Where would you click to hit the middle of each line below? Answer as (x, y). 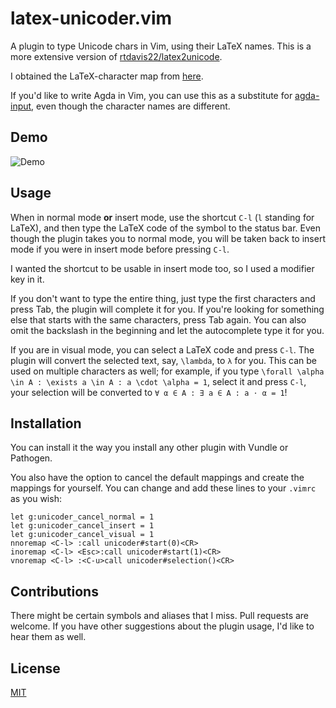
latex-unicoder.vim (91, 18)
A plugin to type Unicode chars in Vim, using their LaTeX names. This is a (161, 46)
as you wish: (36, 499)
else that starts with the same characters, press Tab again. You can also (158, 319)
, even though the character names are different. (131, 106)
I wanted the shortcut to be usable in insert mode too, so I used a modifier (162, 268)
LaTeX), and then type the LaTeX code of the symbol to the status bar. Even (165, 228)
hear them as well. (48, 637)
